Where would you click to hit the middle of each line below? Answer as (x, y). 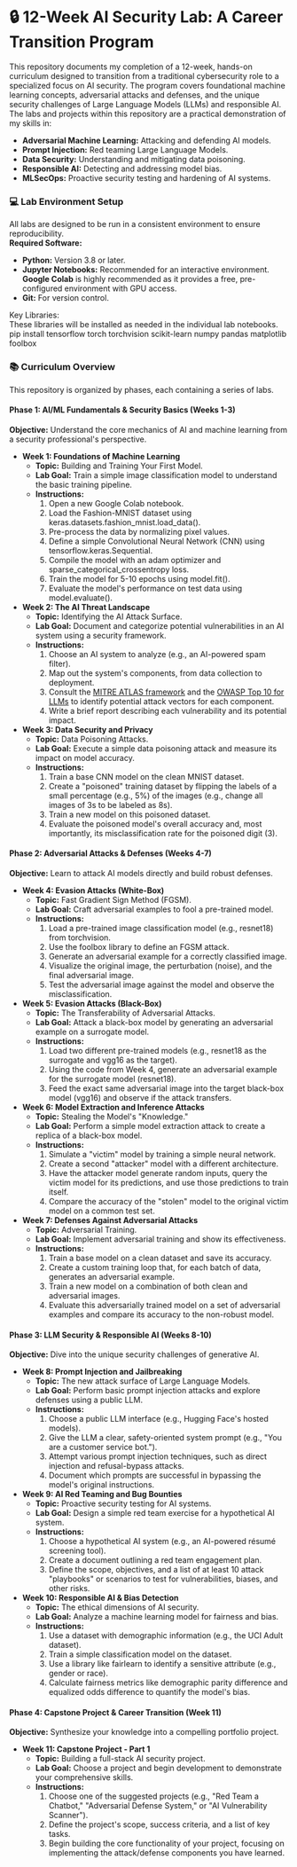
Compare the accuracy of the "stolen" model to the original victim (168, 1201)
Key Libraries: (34, 315)
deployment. (71, 682)
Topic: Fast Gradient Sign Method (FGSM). (113, 899)
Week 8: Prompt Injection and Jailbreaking (102, 1372)
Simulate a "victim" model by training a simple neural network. (162, 1154)
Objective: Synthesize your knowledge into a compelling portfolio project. (144, 1732)
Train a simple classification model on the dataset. (140, 1654)
